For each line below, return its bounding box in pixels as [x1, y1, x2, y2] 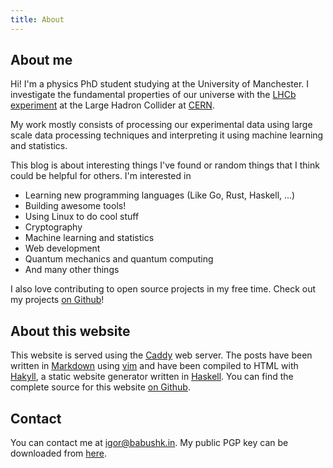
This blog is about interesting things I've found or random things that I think [10, 159, 320, 171]
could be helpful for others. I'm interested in [10, 170, 192, 182]
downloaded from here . [10, 447, 107, 460]
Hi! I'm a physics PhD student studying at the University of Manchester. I [10, 78, 310, 90]
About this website [10, 322, 131, 340]
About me [10, 52, 73, 69]
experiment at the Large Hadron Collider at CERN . [10, 99, 215, 111]
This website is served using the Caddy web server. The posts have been [10, 349, 313, 361]
